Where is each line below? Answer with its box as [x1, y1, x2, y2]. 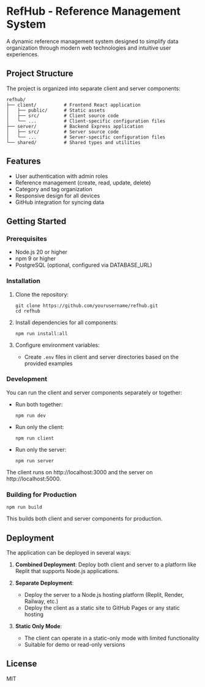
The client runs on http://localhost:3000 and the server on [6, 468, 153, 476]
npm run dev [15, 412, 46, 419]
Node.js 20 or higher [15, 248, 68, 256]
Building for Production [6, 490, 77, 499]
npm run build [6, 504, 43, 511]
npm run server [15, 458, 54, 464]
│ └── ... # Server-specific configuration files [6, 134, 166, 140]
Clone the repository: [15, 290, 69, 298]
